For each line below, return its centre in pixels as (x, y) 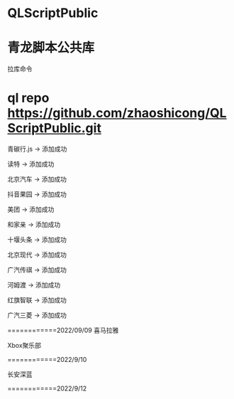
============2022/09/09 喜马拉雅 (63, 330)
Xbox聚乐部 (24, 346)
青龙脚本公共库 (51, 48)
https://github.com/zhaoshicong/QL (117, 113)
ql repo (28, 98)
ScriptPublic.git (54, 128)
